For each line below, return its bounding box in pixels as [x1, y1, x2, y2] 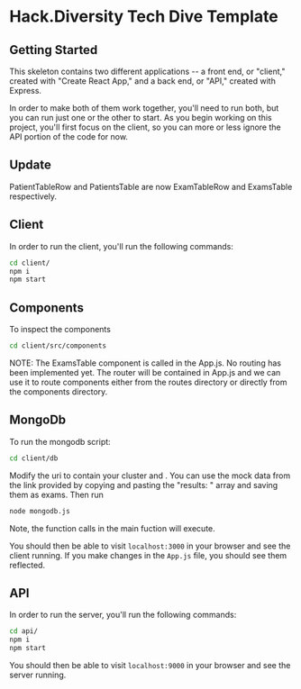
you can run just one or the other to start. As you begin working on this [9, 113, 272, 122]
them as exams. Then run [9, 489, 104, 500]
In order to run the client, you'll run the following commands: [9, 240, 234, 251]
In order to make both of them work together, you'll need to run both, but [9, 103, 279, 113]
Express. [9, 86, 42, 95]
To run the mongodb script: [9, 436, 111, 447]
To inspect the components [9, 324, 111, 335]
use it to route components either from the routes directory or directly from [9, 376, 287, 387]
